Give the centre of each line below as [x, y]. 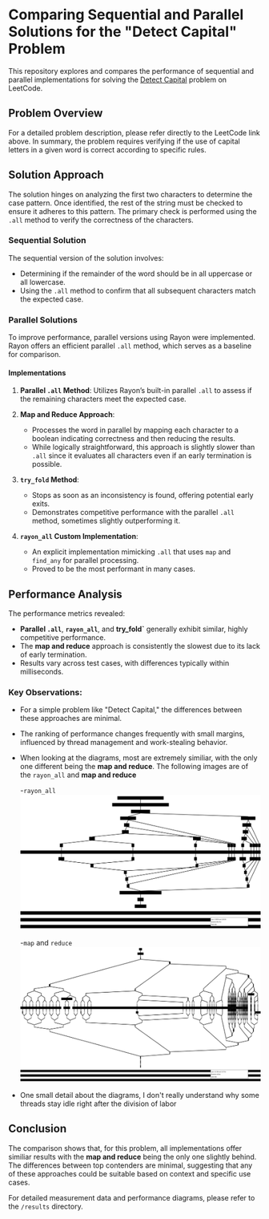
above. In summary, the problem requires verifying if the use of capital [124, 141]
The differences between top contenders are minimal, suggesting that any [130, 1165]
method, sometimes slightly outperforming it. [106, 521]
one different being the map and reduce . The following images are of [134, 767]
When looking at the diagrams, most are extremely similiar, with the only [139, 758]
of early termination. [53, 654]
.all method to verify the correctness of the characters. [101, 220]
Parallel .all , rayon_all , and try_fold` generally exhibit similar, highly [134, 629]
